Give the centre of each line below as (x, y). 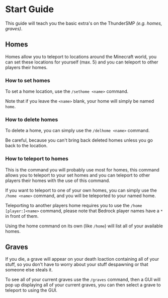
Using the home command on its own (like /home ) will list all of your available (84, 226)
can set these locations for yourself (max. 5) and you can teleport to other (82, 62)
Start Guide (30, 9)
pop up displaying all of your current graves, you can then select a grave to (83, 285)
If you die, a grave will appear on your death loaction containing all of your (82, 259)
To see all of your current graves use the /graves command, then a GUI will (83, 280)
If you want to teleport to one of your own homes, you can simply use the (81, 190)
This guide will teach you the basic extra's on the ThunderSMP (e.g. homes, (84, 23)
